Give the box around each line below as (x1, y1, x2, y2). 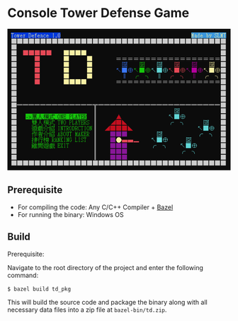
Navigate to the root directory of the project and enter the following (7, 263, 204, 272)
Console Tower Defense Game (7, 5, 190, 21)
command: (7, 271, 39, 279)
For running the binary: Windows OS (17, 210, 124, 218)
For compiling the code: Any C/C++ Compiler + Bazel (17, 203, 174, 211)
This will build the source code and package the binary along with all (7, 298, 208, 306)
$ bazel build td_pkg (7, 285, 72, 293)
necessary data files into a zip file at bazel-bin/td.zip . (7, 305, 167, 314)
